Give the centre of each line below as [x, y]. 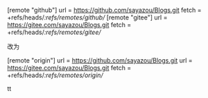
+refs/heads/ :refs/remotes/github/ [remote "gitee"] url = [87, 17]
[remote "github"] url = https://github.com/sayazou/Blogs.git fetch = [104, 10]
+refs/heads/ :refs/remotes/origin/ [55, 75]
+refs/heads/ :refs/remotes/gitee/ [54, 32]
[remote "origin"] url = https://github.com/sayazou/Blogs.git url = [100, 60]
